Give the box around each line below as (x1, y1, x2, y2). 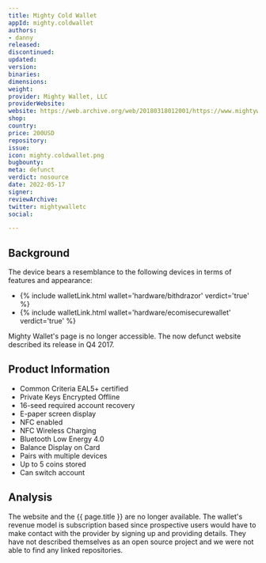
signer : (8, 187, 34, 196)
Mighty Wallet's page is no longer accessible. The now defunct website (8, 331, 241, 341)
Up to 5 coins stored (19, 459, 87, 469)
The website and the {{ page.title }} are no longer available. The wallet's (8, 512, 243, 521)
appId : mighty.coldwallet (8, 19, 93, 27)
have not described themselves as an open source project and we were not (8, 537, 254, 546)
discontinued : (8, 48, 55, 56)
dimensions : (8, 77, 47, 85)
